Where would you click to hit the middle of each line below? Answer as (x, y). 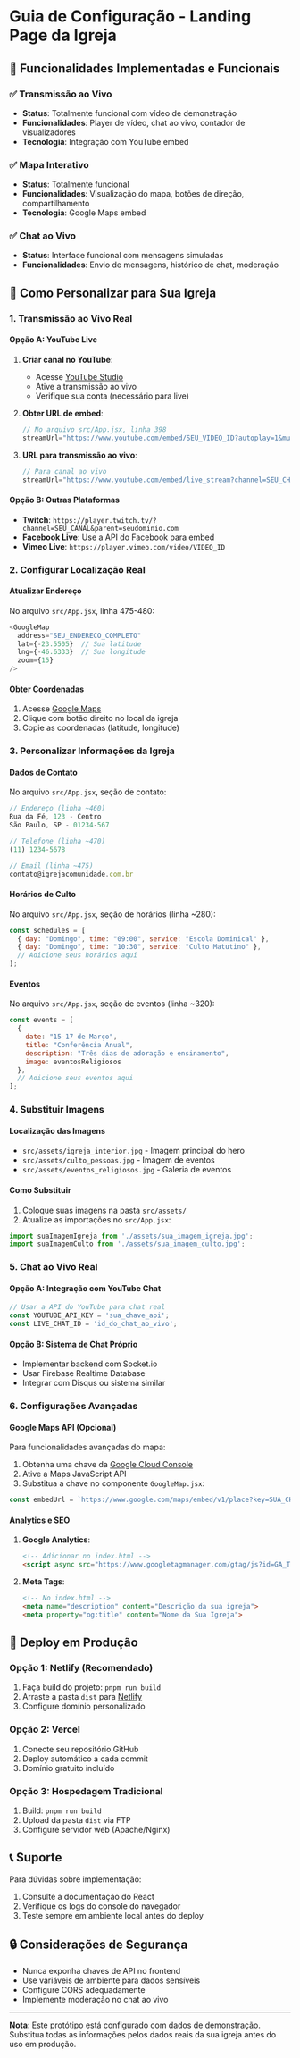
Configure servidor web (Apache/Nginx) (96, 1830)
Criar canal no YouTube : (67, 359)
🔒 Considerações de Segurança (99, 1945)
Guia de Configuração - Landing (130, 17)
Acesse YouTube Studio (79, 376)
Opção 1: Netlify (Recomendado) (81, 1668)
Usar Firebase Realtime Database (83, 1373)
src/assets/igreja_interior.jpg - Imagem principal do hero (133, 1151)
